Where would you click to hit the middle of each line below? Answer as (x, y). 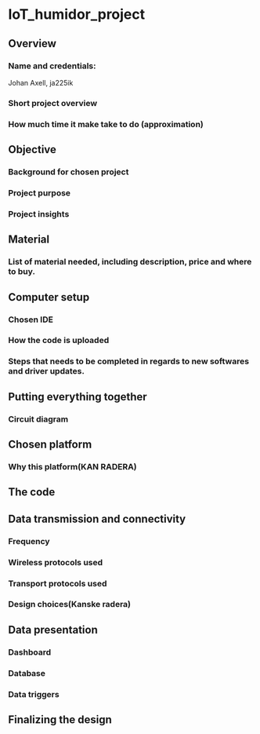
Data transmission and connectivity (97, 519)
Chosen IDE (31, 320)
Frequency (29, 541)
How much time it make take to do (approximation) (106, 124)
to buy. (22, 272)
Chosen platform (50, 445)
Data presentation (53, 630)
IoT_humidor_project (77, 15)
